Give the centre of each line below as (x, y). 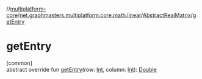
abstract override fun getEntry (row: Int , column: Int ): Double (82, 69)
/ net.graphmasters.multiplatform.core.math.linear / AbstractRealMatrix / (105, 15)
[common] (19, 63)
